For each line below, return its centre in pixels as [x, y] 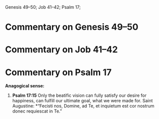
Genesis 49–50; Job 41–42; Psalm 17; [43, 7]
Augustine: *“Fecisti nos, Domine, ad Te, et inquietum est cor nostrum [83, 106]
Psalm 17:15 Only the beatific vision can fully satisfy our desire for [79, 95]
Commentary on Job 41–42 [61, 50]
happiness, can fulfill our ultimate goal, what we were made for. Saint [82, 101]
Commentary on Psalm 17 [59, 72]
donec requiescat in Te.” [37, 111]
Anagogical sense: [25, 86]
